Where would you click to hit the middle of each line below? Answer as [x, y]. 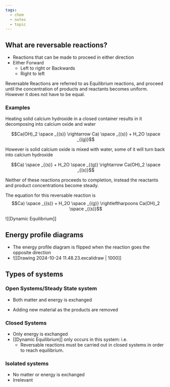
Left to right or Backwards [48, 68]
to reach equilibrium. [42, 350]
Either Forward [28, 63]
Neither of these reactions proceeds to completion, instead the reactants [82, 180]
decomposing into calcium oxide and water [51, 124]
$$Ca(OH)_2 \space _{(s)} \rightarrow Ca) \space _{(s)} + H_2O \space [86, 134]
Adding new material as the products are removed [65, 309]
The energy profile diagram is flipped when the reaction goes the [81, 247]
